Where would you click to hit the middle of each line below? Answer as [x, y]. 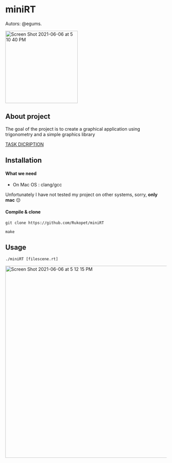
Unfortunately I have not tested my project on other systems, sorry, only [81, 195]
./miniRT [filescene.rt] [32, 259]
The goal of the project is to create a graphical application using [73, 129]
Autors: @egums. [24, 24]
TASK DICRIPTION [25, 144]
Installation [24, 161]
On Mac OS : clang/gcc [37, 185]
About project [28, 117]
